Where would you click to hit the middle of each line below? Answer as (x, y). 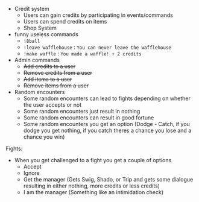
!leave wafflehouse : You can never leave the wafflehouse (97, 47)
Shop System (40, 28)
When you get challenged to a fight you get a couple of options (93, 160)
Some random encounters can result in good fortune (89, 118)
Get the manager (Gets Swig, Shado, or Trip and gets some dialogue (108, 179)
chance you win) (44, 137)
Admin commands (37, 60)
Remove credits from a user (58, 73)
